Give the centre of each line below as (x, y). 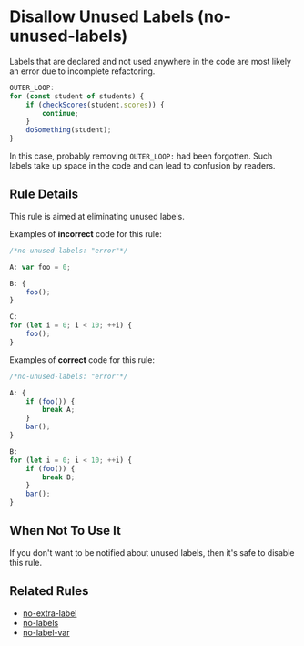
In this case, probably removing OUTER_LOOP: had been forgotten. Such (141, 156)
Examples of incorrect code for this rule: (86, 233)
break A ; (59, 410)
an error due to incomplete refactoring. (82, 71)
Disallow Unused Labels (101, 17)
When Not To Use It (65, 531)
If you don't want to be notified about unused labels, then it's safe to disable (152, 552)
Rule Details (44, 195)
